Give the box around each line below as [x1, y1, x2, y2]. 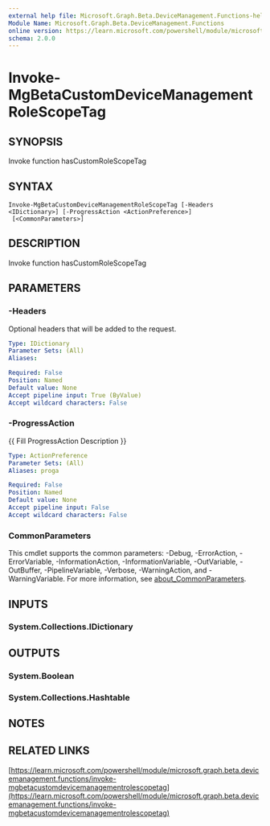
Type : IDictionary [8, 339, 70, 347]
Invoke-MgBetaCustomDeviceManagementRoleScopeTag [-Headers [8, 201, 215, 209]
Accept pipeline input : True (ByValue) [8, 391, 142, 399]
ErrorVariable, [8, 557, 55, 567]
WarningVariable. [8, 574, 66, 584]
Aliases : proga [8, 466, 59, 475]
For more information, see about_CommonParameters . [67, 574, 247, 584]
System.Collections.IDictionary [8, 621, 133, 632]
